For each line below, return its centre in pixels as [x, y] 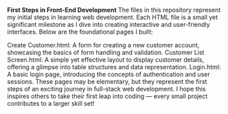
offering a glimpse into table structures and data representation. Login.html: [114, 67]
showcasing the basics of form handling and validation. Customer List [106, 52]
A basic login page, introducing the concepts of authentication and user [109, 74]
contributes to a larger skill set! [51, 103]
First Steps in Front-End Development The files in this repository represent [114, 10]
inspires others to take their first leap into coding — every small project [107, 96]
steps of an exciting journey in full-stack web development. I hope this [106, 89]
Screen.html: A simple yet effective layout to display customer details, [106, 60]
